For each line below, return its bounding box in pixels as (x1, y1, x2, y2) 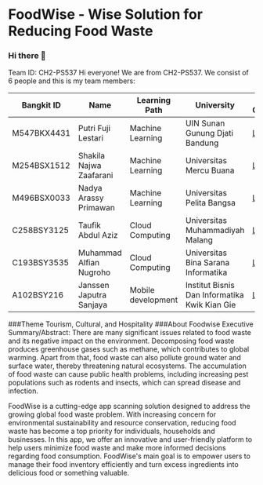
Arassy (77, 192, 104, 203)
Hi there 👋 (8, 50, 47, 61)
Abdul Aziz (77, 230, 119, 241)
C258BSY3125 (12, 225, 69, 236)
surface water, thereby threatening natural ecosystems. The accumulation (8, 361, 247, 370)
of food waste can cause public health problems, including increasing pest (8, 370, 249, 379)
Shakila (77, 151, 106, 162)
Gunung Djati (185, 128, 233, 139)
